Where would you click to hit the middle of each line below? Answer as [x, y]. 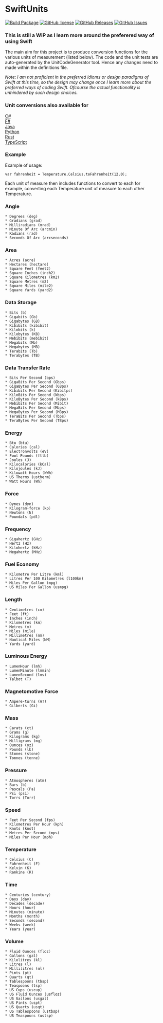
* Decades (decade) [25, 903]
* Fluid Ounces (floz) [28, 951]
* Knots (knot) [20, 828]
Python [12, 132]
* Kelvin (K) [18, 868]
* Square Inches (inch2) [30, 273]
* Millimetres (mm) [25, 635]
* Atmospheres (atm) [26, 780]
